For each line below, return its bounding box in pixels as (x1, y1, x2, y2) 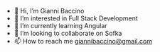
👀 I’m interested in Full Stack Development (14, 14, 139, 22)
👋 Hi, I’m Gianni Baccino (14, 7, 85, 15)
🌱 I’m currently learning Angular (14, 22, 108, 30)
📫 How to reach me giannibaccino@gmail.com (14, 37, 153, 45)
